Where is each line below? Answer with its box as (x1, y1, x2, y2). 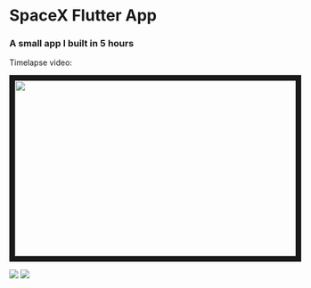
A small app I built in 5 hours (9, 37, 135, 50)
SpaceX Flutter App (9, 5, 158, 26)
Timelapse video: (9, 57, 73, 68)
